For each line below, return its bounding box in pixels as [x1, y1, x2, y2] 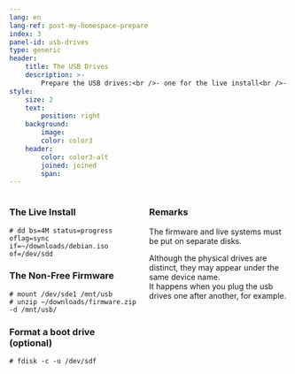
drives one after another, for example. [149, 290, 287, 301]
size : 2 [25, 95, 53, 104]
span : [41, 169, 62, 178]
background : [25, 120, 69, 129]
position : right [41, 111, 101, 120]
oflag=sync [9, 233, 50, 243]
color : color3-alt [41, 152, 109, 162]
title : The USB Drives [25, 63, 109, 72]
